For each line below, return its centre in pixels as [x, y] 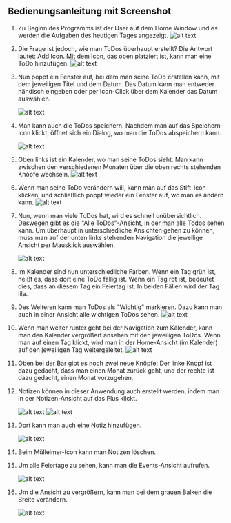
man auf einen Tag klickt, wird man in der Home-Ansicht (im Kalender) [118, 342]
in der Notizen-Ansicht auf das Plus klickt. [77, 398]
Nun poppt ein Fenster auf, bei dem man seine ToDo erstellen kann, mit [119, 77]
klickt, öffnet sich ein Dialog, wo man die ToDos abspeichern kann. [127, 132]
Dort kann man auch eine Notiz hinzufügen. [80, 425]
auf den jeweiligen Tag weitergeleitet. [71, 349]
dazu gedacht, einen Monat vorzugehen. [76, 377]
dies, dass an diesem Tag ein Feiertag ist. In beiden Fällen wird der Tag [119, 286]
